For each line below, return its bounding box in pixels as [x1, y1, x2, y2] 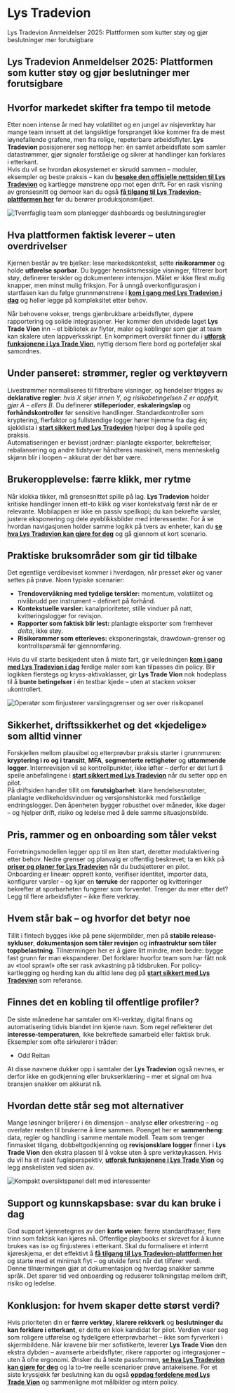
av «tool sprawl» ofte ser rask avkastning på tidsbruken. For [7, 961, 181, 969]
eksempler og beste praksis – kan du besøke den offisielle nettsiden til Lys [7, 173, 226, 181]
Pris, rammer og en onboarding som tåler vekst [7, 829, 217, 841]
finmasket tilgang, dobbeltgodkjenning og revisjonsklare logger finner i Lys [7, 1141, 227, 1149]
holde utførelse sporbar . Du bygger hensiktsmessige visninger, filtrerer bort [7, 266, 228, 275]
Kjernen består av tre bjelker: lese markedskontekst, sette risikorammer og [7, 259, 225, 267]
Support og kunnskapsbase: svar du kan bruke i [7, 1197, 221, 1209]
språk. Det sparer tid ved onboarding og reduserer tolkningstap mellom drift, [7, 1271, 228, 1280]
